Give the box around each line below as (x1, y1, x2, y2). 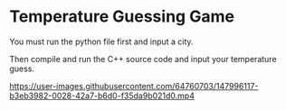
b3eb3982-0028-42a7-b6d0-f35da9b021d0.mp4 (9, 90, 195, 101)
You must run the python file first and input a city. (9, 36, 194, 47)
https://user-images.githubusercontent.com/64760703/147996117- (9, 80, 259, 91)
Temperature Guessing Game (9, 6, 235, 27)
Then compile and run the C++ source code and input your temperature (9, 53, 278, 64)
